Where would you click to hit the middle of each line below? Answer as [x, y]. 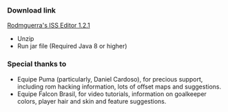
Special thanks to [37, 64]
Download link [32, 10]
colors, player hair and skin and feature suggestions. [92, 101]
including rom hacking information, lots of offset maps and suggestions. [119, 86]
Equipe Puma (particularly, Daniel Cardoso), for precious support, [110, 79]
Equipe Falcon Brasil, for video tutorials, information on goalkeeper [112, 94]
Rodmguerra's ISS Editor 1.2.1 [49, 26]
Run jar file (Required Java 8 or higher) [72, 46]
